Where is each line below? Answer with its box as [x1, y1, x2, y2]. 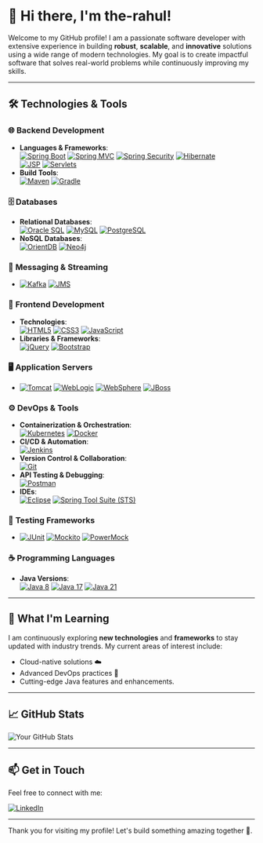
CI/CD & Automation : [19, 437, 88, 447]
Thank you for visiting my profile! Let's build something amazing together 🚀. [8, 826, 253, 835]
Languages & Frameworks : [19, 143, 109, 152]
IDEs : [19, 487, 38, 497]
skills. [8, 66, 27, 75]
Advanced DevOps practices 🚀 [19, 668, 119, 677]
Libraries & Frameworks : [19, 334, 101, 343]
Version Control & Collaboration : [19, 454, 128, 463]
